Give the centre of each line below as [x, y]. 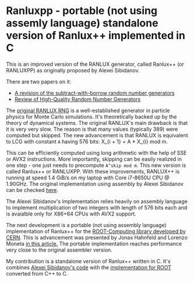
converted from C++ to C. [37, 273]
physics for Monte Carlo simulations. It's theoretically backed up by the [91, 116]
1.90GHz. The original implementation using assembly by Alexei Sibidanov [95, 184]
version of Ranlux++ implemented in [96, 36]
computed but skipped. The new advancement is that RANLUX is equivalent [97, 135]
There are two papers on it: [39, 81]
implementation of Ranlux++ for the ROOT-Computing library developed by [96, 231]
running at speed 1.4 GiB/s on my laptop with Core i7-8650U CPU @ [88, 177]
